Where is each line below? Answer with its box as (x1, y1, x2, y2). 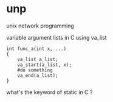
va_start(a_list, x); (17, 62, 72, 68)
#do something (17, 67, 53, 73)
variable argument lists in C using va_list (6, 34, 108, 41)
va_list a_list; (17, 56, 59, 62)
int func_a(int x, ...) (6, 45, 67, 52)
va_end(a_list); (17, 72, 59, 78)
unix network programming (6, 22, 74, 29)
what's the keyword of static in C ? (6, 88, 93, 96)
